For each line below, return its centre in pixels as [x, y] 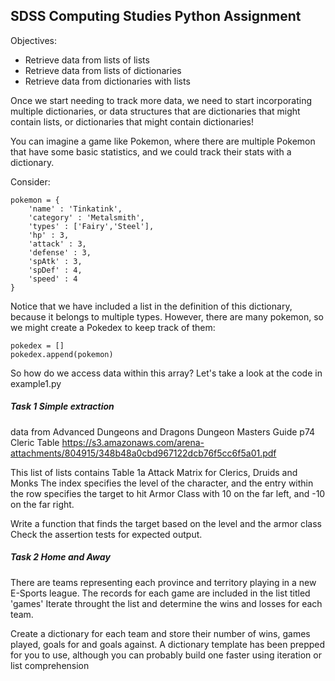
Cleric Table [35, 442]
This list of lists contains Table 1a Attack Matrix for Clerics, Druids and [154, 472]
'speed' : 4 [53, 279]
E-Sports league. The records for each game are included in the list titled [160, 593]
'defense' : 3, [60, 252]
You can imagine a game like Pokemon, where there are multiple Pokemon [163, 141]
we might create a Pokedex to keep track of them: [113, 327]
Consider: [30, 181]
